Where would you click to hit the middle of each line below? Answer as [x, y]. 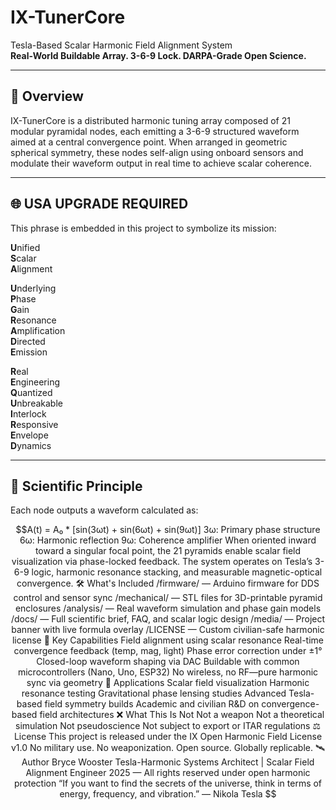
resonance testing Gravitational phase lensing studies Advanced [154, 693]
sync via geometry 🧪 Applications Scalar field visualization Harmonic [168, 683]
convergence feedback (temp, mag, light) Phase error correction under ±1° [168, 651]
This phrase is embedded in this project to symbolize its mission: [143, 228]
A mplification [38, 330]
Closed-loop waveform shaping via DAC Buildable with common [168, 662]
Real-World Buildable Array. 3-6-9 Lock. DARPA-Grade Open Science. [158, 55]
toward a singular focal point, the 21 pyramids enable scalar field [168, 551]
